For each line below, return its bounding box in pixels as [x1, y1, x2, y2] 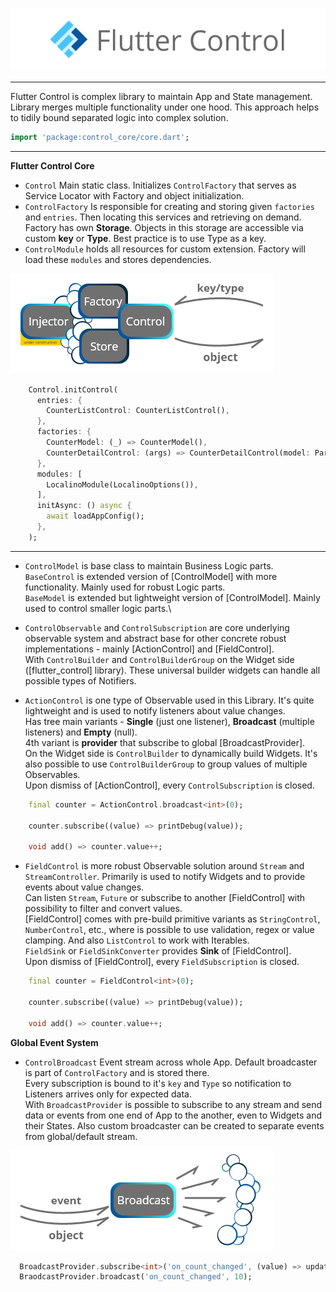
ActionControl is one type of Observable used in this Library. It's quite [24, 694, 315, 706]
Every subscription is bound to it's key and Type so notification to [24, 1077, 292, 1089]
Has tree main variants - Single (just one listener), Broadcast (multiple [24, 715, 315, 727]
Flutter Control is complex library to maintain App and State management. [10, 90, 313, 102]
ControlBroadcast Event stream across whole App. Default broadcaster [24, 1056, 318, 1068]
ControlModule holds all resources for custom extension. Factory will [24, 243, 306, 255]
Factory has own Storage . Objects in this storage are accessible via [24, 221, 304, 233]
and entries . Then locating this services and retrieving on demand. [24, 211, 302, 223]
